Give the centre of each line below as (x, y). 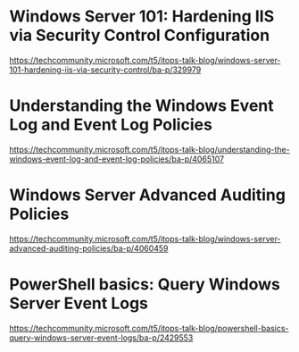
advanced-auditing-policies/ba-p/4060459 (89, 248)
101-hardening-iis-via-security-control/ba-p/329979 (105, 70)
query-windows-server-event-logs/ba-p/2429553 (101, 338)
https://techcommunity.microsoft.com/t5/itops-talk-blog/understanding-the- (149, 149)
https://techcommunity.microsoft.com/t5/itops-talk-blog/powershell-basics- (149, 328)
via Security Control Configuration (140, 35)
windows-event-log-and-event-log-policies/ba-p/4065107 (117, 159)
